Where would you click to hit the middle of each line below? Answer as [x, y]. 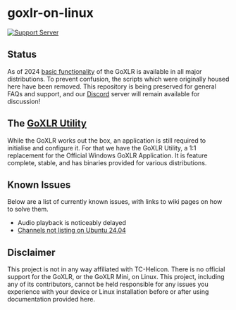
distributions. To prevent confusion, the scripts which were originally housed [118, 79]
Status [22, 54]
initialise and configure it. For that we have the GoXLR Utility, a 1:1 [102, 148]
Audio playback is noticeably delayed [72, 223]
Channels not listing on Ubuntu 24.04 [72, 231]
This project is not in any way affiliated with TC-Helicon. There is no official [116, 269]
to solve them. [28, 209]
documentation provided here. [51, 299]
